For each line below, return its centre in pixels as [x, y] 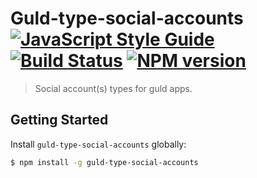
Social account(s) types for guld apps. [113, 88]
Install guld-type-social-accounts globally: [98, 144]
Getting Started [59, 120]
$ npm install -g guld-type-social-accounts [104, 162]
